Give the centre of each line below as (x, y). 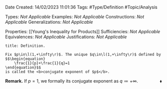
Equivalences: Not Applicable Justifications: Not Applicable (66, 37)
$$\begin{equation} (25, 59)
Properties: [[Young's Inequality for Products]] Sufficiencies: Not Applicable (83, 31)
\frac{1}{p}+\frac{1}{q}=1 (42, 63)
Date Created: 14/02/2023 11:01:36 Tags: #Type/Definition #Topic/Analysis (81, 7)
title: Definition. (25, 46)
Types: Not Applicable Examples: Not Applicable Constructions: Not (75, 17)
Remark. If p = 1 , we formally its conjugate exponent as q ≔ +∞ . (72, 81)
